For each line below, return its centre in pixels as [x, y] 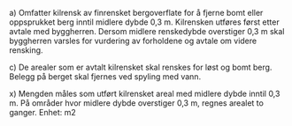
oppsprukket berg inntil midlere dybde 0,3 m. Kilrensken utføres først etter [145, 22]
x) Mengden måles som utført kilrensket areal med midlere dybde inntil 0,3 [145, 93]
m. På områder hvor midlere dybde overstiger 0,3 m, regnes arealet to [136, 103]
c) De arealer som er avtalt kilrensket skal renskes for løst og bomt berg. [141, 67]
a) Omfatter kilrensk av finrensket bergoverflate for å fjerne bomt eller [136, 13]
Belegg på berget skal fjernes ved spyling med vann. [105, 77]
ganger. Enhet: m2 [43, 112]
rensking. [26, 50]
